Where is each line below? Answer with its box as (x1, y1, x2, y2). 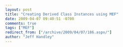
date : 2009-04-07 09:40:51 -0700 (5, 16, 74, 21)
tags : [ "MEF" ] (5, 25, 35, 30)
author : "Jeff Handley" (5, 35, 55, 40)
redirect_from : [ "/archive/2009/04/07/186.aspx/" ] (5, 30, 112, 35)
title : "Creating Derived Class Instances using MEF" (5, 12, 119, 17)
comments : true (5, 21, 37, 26)
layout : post (5, 7, 32, 12)
